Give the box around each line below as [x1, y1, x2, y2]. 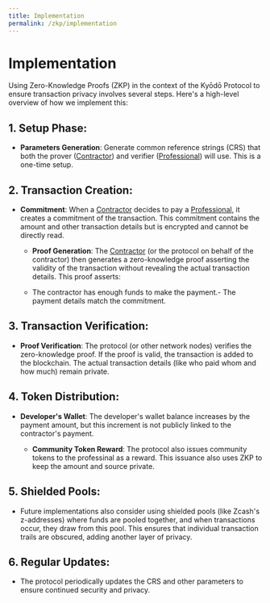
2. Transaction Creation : [8, 183, 133, 197]
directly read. [19, 231, 64, 241]
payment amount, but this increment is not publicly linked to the [19, 420, 232, 429]
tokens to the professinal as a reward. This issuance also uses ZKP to [31, 453, 263, 463]
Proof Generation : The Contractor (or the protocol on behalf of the [31, 246, 254, 256]
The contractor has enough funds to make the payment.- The [31, 287, 236, 297]
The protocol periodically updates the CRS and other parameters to [19, 576, 244, 586]
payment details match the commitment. [31, 296, 167, 306]
